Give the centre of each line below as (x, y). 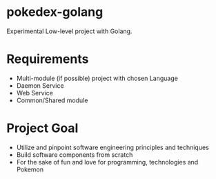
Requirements (48, 59)
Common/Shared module (52, 100)
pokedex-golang (55, 12)
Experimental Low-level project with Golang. (69, 31)
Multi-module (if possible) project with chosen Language (97, 78)
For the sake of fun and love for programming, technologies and (107, 162)
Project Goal (42, 128)
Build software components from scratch (75, 154)
